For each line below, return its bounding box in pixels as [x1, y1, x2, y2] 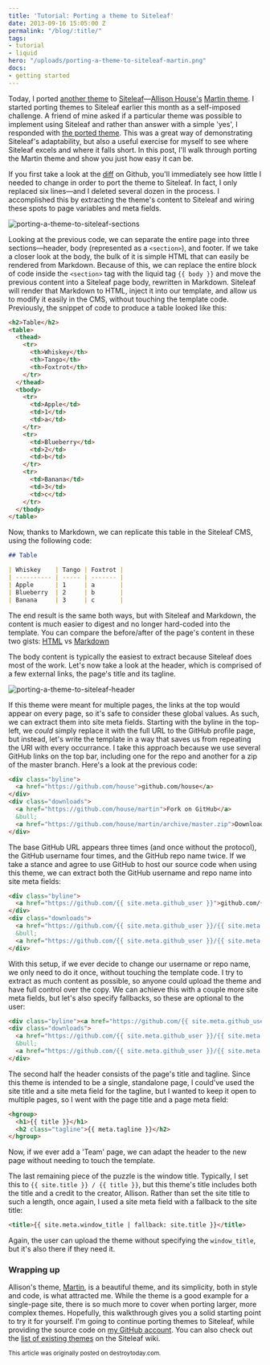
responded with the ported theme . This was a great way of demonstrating [8, 128, 253, 138]
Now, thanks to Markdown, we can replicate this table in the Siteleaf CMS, [8, 528, 253, 537]
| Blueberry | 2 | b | [8, 588, 125, 596]
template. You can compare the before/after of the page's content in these [8, 627, 255, 637]
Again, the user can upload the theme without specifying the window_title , [8, 1235, 256, 1245]
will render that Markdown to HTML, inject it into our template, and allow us [8, 286, 257, 295]
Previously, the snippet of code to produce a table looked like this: [8, 302, 227, 312]
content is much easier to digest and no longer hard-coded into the [8, 619, 231, 628]
